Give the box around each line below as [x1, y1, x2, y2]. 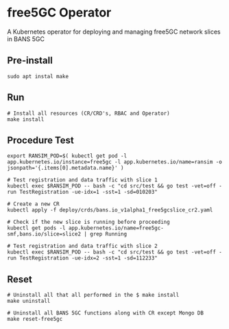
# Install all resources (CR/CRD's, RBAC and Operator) [7, 110, 170, 117]
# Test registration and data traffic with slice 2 [7, 242, 158, 250]
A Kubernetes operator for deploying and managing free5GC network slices [7, 27, 221, 36]
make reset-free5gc [7, 316, 63, 323]
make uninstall [7, 297, 51, 305]
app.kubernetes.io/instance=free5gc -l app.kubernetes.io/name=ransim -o [7, 159, 223, 166]
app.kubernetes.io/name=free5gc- [68, 225, 165, 231]
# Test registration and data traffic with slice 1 [7, 177, 158, 183]
